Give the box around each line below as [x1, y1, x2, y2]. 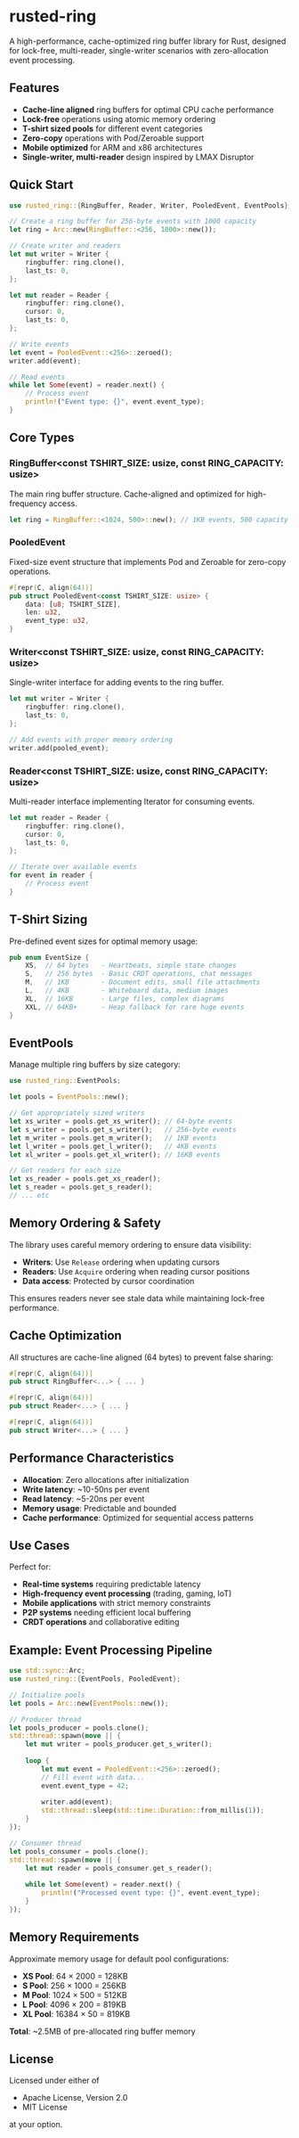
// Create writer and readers [9, 242, 122, 250]
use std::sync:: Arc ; [9, 1667, 86, 1675]
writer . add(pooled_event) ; [9, 743, 109, 752]
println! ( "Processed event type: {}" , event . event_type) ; [41, 1888, 261, 1897]
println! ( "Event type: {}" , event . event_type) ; [25, 397, 205, 406]
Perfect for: [9, 1561, 52, 1572]
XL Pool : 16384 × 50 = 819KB [21, 2008, 131, 2019]
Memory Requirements [9, 1929, 140, 1945]
